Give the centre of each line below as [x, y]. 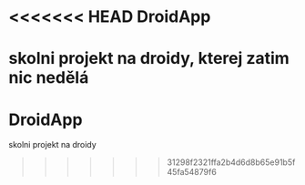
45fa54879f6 [192, 172]
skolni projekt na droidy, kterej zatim [149, 59]
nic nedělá [49, 78]
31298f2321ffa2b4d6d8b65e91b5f [231, 162]
